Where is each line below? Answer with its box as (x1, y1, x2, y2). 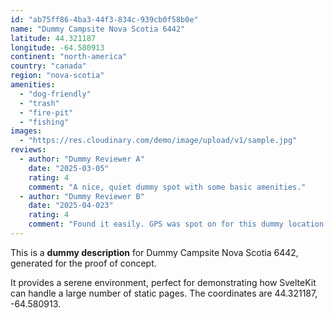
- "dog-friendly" (19, 89, 92, 99)
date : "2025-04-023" (28, 201, 114, 211)
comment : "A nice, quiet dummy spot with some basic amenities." (28, 182, 307, 192)
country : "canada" (10, 61, 87, 71)
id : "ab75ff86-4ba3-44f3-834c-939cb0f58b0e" (10, 14, 199, 25)
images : (10, 126, 43, 136)
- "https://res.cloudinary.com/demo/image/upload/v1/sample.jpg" (19, 136, 298, 146)
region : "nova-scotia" (10, 71, 105, 81)
